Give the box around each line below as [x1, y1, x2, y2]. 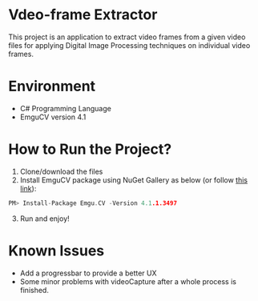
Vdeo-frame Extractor [8, 6, 158, 24]
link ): [19, 183, 37, 193]
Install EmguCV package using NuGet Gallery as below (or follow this [19, 175, 248, 185]
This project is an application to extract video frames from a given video [8, 32, 246, 42]
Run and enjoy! [19, 214, 70, 223]
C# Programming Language [19, 103, 112, 113]
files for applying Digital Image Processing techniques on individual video [8, 40, 251, 50]
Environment [8, 78, 96, 95]
